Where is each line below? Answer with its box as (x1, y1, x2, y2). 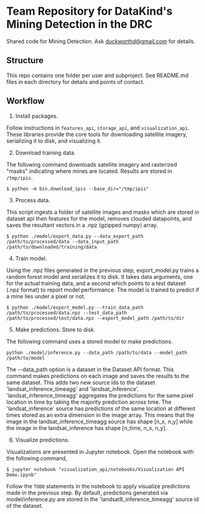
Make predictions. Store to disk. (15, 326, 96, 333)
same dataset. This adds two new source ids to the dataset (6, 379, 155, 386)
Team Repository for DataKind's (6, 4, 173, 18)
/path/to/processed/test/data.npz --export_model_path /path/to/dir (6, 315, 185, 321)
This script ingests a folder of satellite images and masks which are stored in (6, 208, 199, 216)
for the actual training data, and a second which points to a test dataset (6, 279, 186, 287)
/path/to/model (6, 355, 45, 361)
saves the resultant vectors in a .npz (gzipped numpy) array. (6, 221, 158, 229)
